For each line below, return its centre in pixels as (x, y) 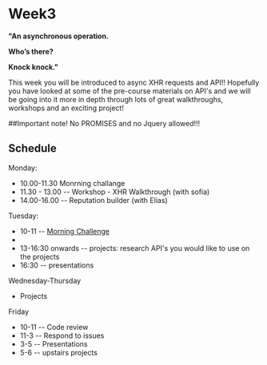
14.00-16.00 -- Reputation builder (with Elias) (94, 200)
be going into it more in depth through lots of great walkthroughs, (116, 99)
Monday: (23, 168)
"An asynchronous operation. (59, 36)
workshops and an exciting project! (66, 108)
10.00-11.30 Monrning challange (72, 183)
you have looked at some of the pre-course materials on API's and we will (130, 91)
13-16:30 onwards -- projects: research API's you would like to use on (135, 248)
